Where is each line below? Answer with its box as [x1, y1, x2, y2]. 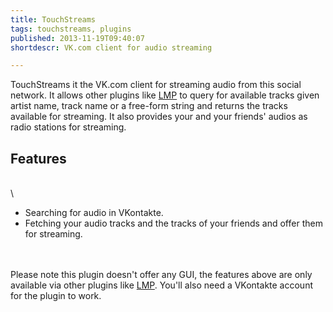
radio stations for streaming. [10, 121, 127, 133]
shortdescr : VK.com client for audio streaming [10, 42, 213, 53]
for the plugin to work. [10, 290, 102, 302]
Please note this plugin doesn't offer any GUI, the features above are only [10, 269, 313, 281]
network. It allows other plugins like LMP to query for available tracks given [10, 89, 320, 101]
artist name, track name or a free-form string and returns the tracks [10, 100, 288, 112]
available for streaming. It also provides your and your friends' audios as [10, 111, 308, 123]
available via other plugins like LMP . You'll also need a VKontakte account [10, 279, 313, 291]
